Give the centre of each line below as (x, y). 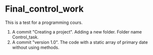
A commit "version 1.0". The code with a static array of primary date (80, 42)
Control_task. (25, 37)
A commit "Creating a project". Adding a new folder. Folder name (77, 32)
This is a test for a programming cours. (44, 22)
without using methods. (36, 47)
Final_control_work (44, 9)
